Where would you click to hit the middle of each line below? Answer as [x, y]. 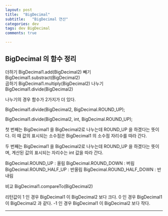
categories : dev [22, 24]
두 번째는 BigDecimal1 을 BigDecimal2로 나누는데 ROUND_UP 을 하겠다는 [77, 146]
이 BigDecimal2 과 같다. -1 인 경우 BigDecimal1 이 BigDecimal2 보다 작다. [78, 203]
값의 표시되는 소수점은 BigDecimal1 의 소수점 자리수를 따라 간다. [85, 135]
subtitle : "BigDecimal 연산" [37, 19]
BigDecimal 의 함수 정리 [41, 59]
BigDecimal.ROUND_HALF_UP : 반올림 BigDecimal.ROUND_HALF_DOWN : [81, 169]
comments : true [21, 33]
